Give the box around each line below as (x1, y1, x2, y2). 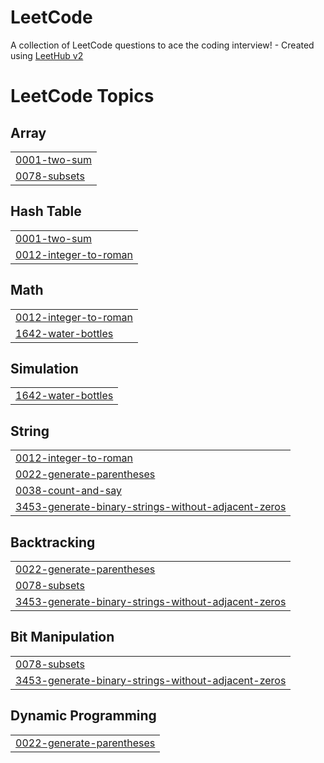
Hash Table (10, 203, 82, 220)
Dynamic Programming (10, 707, 157, 725)
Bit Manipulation (10, 629, 115, 646)
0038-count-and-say (15, 484, 122, 498)
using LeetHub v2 (10, 49, 84, 61)
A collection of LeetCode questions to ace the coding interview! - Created (10, 39, 315, 51)
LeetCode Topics (10, 85, 155, 108)
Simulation (10, 360, 79, 377)
